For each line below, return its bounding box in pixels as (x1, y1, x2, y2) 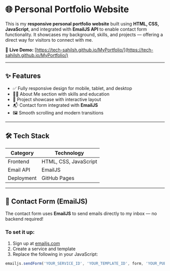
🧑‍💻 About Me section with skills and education (12, 91, 110, 97)
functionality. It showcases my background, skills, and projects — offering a (5, 32, 163, 38)
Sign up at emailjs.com (12, 240, 60, 246)
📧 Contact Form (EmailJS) (5, 197, 88, 205)
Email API (8, 166, 30, 173)
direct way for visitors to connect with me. (5, 37, 93, 43)
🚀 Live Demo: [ (5, 47, 37, 53)
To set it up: (5, 229, 35, 236)
